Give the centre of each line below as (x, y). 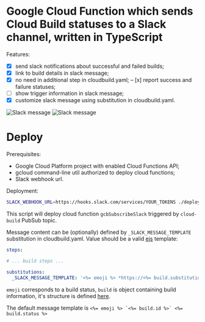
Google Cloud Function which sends (100, 11)
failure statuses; (35, 87)
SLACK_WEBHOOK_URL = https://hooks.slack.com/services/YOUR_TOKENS (91, 202)
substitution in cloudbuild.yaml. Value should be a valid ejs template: (92, 239)
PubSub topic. (39, 220)
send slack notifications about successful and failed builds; (90, 66)
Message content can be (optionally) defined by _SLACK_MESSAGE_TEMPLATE (99, 232)
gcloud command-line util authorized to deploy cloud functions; (95, 173)
